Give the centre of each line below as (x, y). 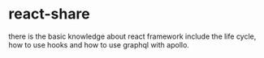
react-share (50, 14)
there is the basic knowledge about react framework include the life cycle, (132, 36)
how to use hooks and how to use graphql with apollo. (99, 44)
